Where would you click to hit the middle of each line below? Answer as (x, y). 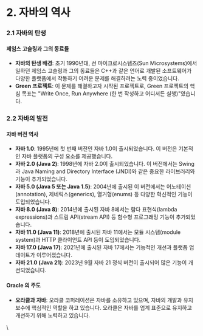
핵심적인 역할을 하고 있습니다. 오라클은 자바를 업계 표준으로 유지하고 (112, 307)
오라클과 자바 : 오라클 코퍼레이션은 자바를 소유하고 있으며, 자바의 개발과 (98, 300)
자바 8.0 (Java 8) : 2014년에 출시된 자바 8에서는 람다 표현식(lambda (96, 210)
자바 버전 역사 (22, 134)
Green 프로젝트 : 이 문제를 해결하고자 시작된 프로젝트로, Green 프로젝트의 (101, 86)
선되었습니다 (30, 270)
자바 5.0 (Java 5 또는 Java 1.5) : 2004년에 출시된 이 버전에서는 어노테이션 (103, 187)
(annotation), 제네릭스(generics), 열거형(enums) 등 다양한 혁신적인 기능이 (104, 194)
